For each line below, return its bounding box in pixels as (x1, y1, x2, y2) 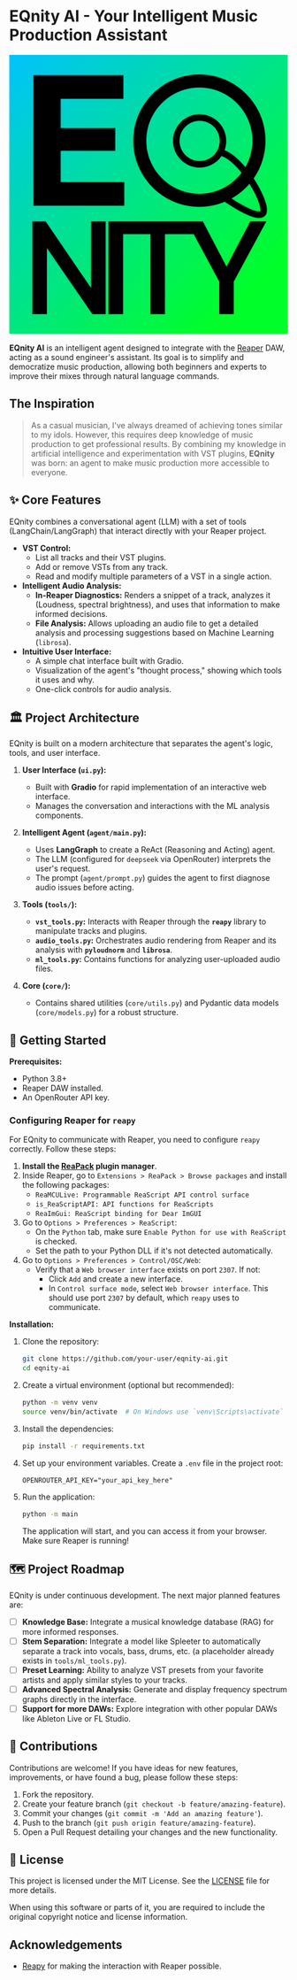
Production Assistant (9, 25, 168, 45)
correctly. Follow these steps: (9, 1144, 117, 1154)
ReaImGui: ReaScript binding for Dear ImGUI (34, 1210, 202, 1219)
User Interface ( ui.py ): (21, 765, 107, 775)
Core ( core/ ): (21, 981, 71, 991)
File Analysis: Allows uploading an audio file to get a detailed (34, 618, 259, 628)
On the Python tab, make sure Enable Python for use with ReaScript (34, 1227, 287, 1237)
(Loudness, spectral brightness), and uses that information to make (34, 599, 280, 610)
